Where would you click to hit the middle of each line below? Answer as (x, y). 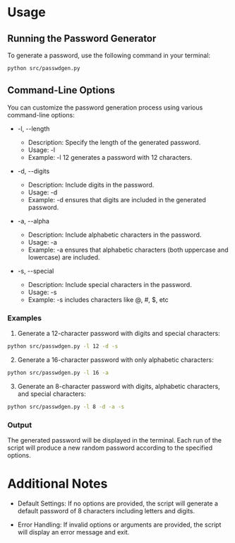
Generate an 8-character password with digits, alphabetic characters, (119, 386)
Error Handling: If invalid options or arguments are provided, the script (119, 525)
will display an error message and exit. (73, 532)
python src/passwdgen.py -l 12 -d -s (63, 346)
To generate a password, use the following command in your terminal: (109, 55)
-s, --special (36, 271)
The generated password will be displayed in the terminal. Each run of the (115, 440)
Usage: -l (41, 150)
